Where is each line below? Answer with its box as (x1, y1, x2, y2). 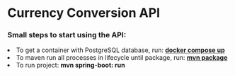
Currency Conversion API (7, 5, 161, 21)
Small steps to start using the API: (7, 30, 127, 40)
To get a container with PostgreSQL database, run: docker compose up (16, 46, 225, 54)
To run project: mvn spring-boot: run (16, 61, 125, 70)
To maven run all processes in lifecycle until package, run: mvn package (16, 53, 228, 62)
